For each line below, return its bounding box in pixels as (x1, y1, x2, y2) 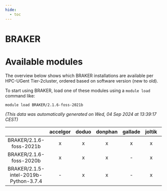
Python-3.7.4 (9, 178, 42, 185)
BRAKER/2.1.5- (7, 165, 45, 172)
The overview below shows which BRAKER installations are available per (5, 73, 154, 79)
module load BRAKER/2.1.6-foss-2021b (5, 102, 83, 107)
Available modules (5, 56, 83, 67)
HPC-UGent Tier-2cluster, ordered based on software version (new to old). (5, 78, 158, 84)
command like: (5, 93, 35, 98)
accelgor (49, 128, 71, 135)
